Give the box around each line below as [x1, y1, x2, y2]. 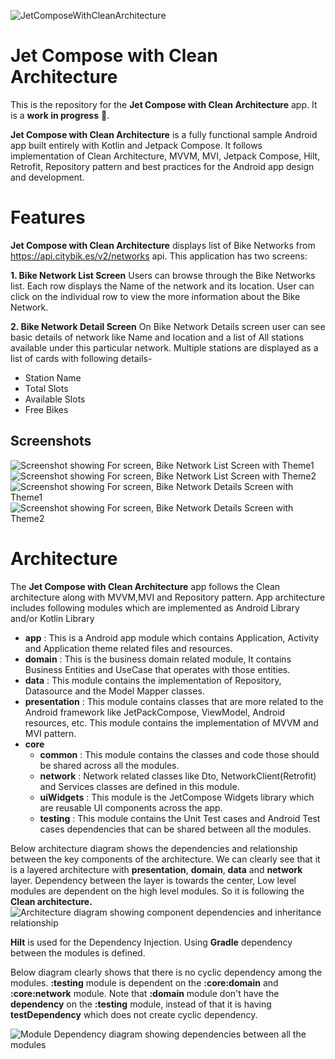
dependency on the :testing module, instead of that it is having [10, 998, 272, 1010]
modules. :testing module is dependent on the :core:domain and [10, 976, 279, 989]
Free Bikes [24, 403, 69, 415]
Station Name [24, 371, 82, 384]
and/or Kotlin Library [10, 612, 95, 624]
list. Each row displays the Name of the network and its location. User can [10, 280, 315, 292]
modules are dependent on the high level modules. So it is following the [10, 885, 305, 897]
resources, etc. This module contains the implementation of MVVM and [24, 716, 319, 729]
